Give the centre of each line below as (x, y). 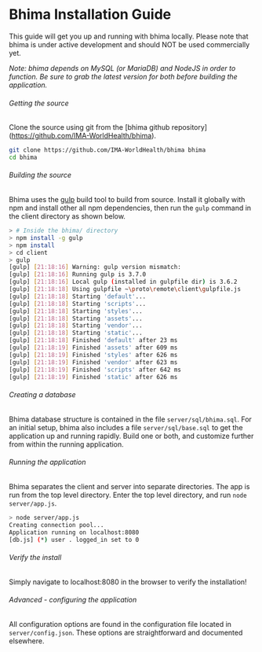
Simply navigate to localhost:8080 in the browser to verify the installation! (128, 582)
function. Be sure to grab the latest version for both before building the (123, 76)
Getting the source (39, 103)
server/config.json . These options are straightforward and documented (126, 632)
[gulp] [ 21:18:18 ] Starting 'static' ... (76, 333)
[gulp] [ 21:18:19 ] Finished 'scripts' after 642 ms (95, 370)
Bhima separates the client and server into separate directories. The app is (129, 486)
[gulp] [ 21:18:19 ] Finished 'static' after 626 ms (93, 377)
